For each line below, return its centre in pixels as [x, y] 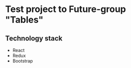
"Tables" [24, 20]
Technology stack [34, 38]
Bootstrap [23, 61]
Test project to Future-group [66, 9]
